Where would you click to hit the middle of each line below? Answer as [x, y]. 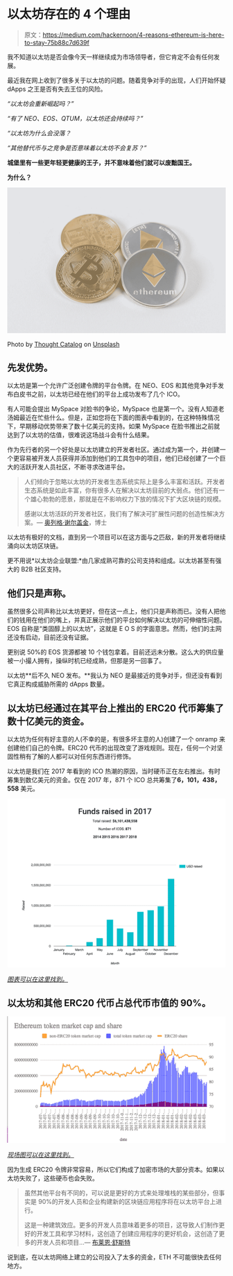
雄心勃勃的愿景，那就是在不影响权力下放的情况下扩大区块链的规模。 [128, 499]
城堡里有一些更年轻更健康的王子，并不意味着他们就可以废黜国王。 [101, 162]
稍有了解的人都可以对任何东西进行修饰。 [77, 757]
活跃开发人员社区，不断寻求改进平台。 [74, 467]
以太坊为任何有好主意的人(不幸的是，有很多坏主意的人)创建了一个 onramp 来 [116, 739]
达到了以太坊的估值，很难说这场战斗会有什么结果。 [80, 435]
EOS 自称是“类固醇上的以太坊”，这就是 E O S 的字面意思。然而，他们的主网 [114, 629]
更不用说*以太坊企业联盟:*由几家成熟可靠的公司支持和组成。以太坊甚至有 [112, 561]
